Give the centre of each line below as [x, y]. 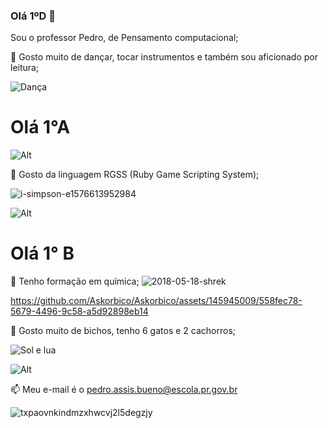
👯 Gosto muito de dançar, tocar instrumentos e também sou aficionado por [164, 57]
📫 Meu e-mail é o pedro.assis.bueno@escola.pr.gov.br [124, 390]
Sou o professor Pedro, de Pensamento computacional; [124, 38]
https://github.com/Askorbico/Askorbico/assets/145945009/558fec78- [156, 301]
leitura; [25, 68]
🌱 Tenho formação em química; [75, 281]
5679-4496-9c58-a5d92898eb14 [79, 311]
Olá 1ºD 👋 [33, 16]
